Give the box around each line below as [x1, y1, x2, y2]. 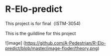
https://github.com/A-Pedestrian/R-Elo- [24, 40, 106, 46]
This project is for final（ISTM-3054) [5, 20, 81, 26]
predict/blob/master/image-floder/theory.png [5, 45, 98, 51]
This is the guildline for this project [5, 30, 76, 36]
